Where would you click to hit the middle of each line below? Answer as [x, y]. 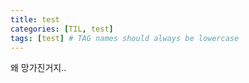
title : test [35, 19]
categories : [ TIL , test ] [62, 29]
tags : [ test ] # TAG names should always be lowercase [125, 38]
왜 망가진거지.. [38, 68]
